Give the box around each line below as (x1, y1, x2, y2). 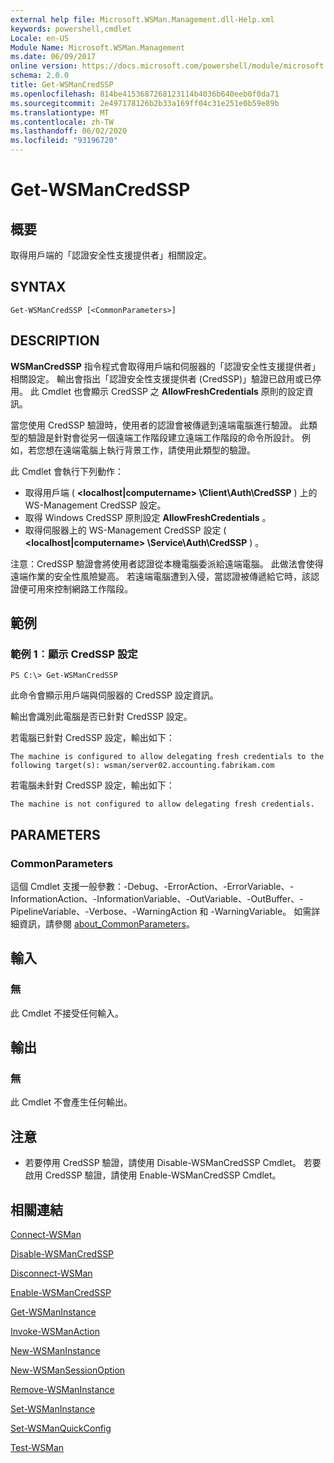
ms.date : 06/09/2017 (10, 52, 97, 62)
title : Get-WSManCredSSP (10, 80, 114, 90)
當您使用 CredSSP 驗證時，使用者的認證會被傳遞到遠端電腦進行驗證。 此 (10, 419, 309, 431)
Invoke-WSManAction (10, 1326, 100, 1337)
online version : (10, 61, 78, 71)
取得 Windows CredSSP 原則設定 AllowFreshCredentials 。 (24, 511, 272, 523)
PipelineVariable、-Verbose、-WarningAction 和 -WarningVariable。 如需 (10, 906, 312, 917)
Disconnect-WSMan (10, 1267, 93, 1279)
